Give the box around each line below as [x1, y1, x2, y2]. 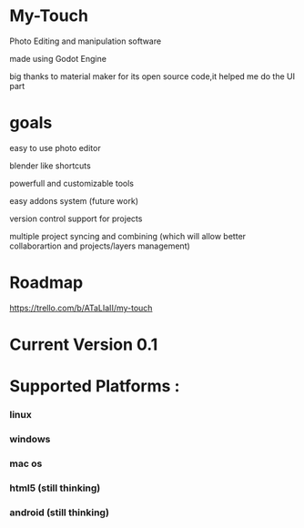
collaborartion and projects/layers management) [9, 240, 191, 251]
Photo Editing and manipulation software [9, 36, 162, 46]
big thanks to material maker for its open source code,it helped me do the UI [9, 70, 296, 82]
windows [9, 433, 51, 446]
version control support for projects [9, 213, 143, 224]
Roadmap [9, 272, 84, 293]
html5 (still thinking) [9, 482, 101, 494]
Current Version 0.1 [9, 334, 158, 355]
